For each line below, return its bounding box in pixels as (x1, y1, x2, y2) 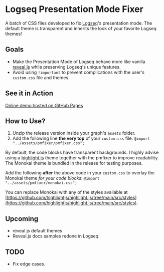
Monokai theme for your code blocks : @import (5, 175, 100, 181)
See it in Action (5, 89, 54, 98)
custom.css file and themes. (12, 74, 70, 81)
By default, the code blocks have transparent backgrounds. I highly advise (5, 149, 159, 156)
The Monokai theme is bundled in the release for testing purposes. (5, 160, 143, 166)
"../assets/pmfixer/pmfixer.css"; (12, 141, 85, 146)
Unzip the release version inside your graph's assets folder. (12, 130, 136, 136)
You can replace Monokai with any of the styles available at (5, 189, 128, 195)
